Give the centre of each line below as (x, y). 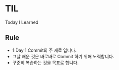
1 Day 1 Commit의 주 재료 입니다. (44, 50)
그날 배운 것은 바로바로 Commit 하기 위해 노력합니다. (63, 56)
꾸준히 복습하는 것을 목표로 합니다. (45, 63)
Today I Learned (22, 22)
